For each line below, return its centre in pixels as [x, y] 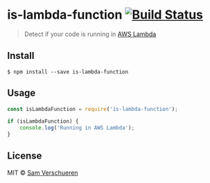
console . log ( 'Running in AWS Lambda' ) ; [77, 128]
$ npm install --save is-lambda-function [68, 72]
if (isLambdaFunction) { [43, 121]
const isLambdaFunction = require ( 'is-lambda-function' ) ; [93, 109]
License [25, 156]
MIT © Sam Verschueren [43, 173]
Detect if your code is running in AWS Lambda [90, 34]
